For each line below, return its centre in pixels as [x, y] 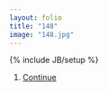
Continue [39, 77]
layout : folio [36, 18]
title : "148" [34, 26]
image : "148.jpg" [42, 34]
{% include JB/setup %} [54, 60]
